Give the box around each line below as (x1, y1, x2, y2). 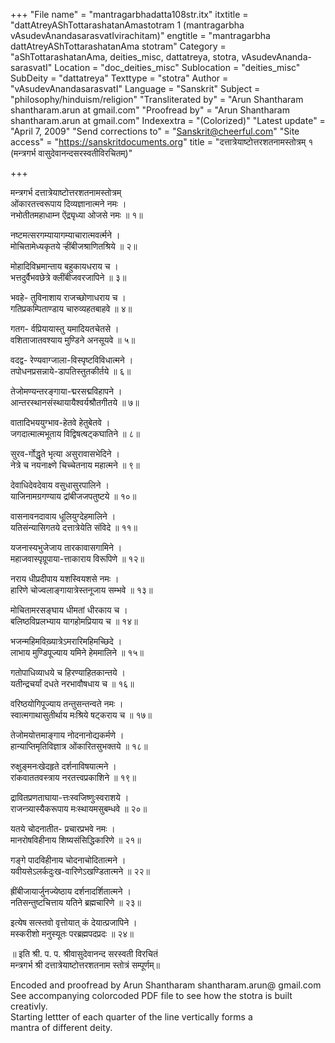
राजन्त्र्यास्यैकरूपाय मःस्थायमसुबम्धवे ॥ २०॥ (10, 803, 148, 814)
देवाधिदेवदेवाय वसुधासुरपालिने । (10, 479, 110, 491)
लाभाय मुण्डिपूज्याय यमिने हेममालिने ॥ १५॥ (10, 647, 144, 658)
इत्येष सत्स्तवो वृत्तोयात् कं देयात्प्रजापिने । (10, 917, 138, 928)
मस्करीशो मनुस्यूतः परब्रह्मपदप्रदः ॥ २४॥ (10, 928, 134, 939)
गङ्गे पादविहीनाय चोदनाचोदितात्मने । (10, 854, 127, 866)
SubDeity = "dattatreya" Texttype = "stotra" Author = (10, 72, 229, 84)
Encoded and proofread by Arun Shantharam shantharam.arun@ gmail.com (10, 979, 322, 991)
